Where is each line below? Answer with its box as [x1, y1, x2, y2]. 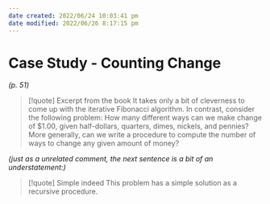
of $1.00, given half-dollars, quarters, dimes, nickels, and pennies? [27, 121, 250, 131]
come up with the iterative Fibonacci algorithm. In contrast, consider [27, 104, 255, 114]
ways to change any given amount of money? [27, 138, 180, 149]
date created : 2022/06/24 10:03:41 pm [8, 11, 139, 20]
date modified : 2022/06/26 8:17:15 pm [8, 19, 139, 27]
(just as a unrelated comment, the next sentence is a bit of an [8, 154, 214, 164]
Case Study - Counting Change [8, 54, 222, 72]
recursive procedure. [27, 186, 98, 197]
